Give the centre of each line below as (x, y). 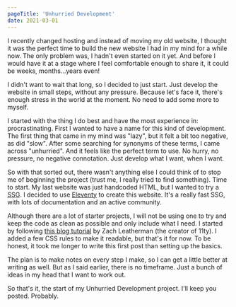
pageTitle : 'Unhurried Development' (61, 14)
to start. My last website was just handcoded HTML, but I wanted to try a (113, 187)
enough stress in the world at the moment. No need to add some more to (113, 99)
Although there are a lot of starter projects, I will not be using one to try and (117, 216)
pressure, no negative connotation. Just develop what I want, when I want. (116, 158)
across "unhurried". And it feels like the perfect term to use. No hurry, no (113, 151)
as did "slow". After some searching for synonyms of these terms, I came (114, 143)
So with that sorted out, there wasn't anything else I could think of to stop (114, 172)
